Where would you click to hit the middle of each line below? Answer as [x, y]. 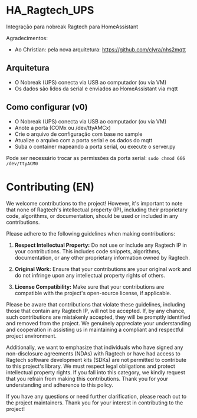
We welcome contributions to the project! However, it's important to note [94, 203]
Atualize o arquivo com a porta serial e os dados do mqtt [83, 140]
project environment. [32, 336]
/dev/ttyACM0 [22, 164]
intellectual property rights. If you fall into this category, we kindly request [96, 372]
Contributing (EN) [50, 187]
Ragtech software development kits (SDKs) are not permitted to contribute [96, 360]
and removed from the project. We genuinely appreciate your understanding [98, 323]
